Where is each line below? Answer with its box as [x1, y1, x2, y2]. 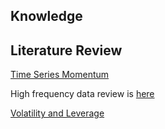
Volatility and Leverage [10, 107, 105, 119]
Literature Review [10, 42, 123, 59]
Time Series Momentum [10, 69, 110, 81]
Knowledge [10, 8, 83, 25]
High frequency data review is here [10, 88, 155, 100]
